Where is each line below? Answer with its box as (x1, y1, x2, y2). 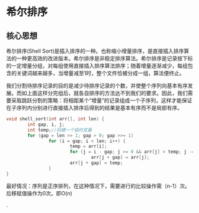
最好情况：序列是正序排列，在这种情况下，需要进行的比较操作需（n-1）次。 (6, 182, 191, 189)
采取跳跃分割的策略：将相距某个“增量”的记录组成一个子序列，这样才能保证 (11, 97, 192, 104)
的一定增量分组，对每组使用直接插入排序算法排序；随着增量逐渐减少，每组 (6, 63, 188, 69)
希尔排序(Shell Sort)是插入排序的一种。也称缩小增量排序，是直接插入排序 (6, 48, 184, 54)
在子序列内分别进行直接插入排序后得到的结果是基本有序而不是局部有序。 (6, 104, 182, 111)
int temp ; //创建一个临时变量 (27, 127, 92, 133)
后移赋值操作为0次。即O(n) (6, 189, 73, 196)
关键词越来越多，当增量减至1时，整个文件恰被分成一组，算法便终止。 (16, 70, 185, 77)
